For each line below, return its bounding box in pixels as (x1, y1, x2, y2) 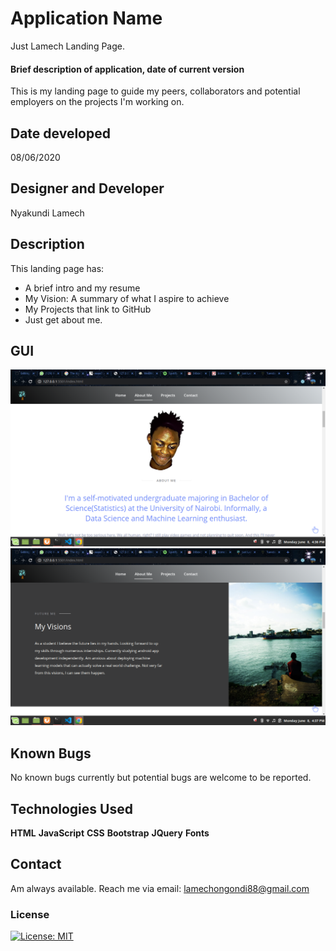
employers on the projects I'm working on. (10, 96, 185, 108)
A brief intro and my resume (24, 282, 141, 294)
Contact (10, 856, 62, 873)
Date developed (10, 125, 111, 142)
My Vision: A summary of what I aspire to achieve (24, 292, 230, 304)
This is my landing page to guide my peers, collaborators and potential (10, 85, 301, 97)
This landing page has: (10, 262, 105, 274)
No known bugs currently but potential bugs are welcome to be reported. (10, 772, 312, 784)
